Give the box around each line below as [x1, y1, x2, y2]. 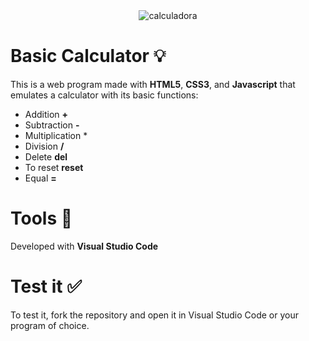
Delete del [24, 150, 68, 163]
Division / [24, 140, 65, 152]
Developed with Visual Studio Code [10, 240, 159, 252]
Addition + [24, 108, 69, 120]
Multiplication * [24, 129, 88, 141]
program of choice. [10, 319, 90, 331]
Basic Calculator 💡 [10, 45, 167, 68]
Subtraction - [24, 119, 80, 131]
